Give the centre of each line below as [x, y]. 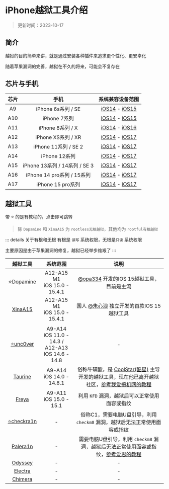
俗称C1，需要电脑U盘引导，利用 [118, 415]
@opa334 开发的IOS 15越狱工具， [119, 279]
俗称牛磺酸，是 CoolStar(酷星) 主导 [119, 369]
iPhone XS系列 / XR [58, 137]
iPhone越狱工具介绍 [47, 10]
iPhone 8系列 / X [58, 128]
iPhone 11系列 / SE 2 [58, 146]
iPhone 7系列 [58, 118]
